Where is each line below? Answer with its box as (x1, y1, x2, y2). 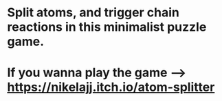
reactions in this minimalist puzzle (7, 19, 207, 35)
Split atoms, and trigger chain (7, 5, 180, 20)
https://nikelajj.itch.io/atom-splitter (7, 80, 215, 95)
